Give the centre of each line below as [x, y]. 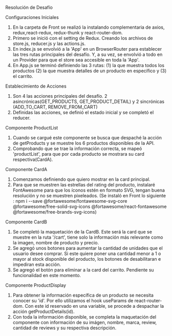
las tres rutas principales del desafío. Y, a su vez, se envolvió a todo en [88, 54]
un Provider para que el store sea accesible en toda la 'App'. [76, 60]
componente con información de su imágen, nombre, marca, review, [85, 322]
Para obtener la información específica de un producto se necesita [83, 295]
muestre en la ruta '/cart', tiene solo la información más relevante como [88, 237]
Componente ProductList [32, 128]
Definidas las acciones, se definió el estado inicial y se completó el [83, 112]
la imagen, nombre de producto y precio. [56, 243]
